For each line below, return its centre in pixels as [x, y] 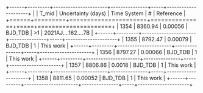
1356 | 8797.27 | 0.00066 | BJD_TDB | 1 [148, 52]
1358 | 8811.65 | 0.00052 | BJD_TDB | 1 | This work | [101, 78]
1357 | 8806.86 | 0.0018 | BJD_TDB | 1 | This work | [133, 65]
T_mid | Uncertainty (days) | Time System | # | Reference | [112, 13]
